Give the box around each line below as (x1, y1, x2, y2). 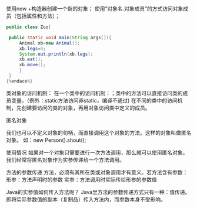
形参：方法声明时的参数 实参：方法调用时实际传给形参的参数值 (6, 176, 157, 183)
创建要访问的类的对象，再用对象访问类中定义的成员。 (21, 104, 151, 111)
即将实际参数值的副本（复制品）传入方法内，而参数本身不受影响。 (6, 196, 166, 203)
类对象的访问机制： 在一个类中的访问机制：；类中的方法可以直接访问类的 (6, 90, 183, 97)
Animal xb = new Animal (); (19, 40, 81, 46)
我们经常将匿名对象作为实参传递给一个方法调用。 (6, 156, 125, 163)
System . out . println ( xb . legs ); (19, 51, 94, 57)
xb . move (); (19, 62, 46, 68)
